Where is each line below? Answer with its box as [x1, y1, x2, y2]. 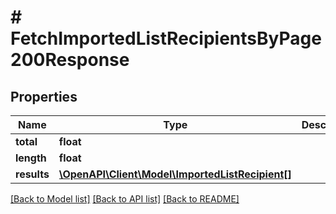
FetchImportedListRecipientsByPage [10, 27, 322, 50]
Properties [10, 88, 78, 105]
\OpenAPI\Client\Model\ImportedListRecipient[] [58, 167, 292, 181]
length [15, 151, 47, 165]
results [15, 167, 50, 181]
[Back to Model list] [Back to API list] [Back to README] [10, 193, 240, 205]
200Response [10, 49, 130, 71]
